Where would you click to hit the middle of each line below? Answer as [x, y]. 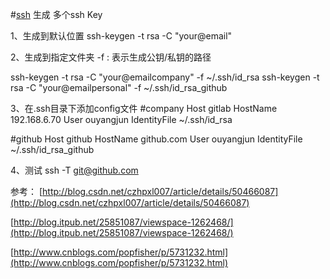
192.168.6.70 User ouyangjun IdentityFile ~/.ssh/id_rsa [121, 119]
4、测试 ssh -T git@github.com [74, 170]
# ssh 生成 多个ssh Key [56, 14]
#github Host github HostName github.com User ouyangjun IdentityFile [156, 139]
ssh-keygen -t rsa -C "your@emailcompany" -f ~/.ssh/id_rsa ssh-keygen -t [165, 77]
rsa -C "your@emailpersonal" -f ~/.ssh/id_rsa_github [119, 87]
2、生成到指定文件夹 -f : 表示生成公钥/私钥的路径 [111, 57]
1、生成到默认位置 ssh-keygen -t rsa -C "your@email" [121, 36]
